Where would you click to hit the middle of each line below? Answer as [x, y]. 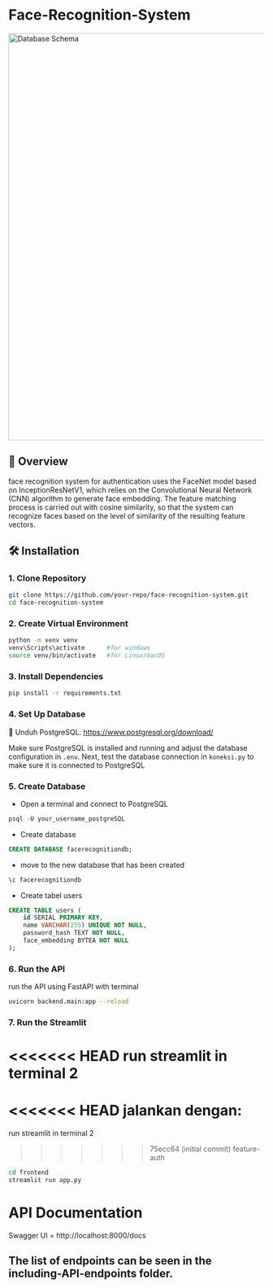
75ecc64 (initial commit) [191, 1149]
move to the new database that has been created [102, 865]
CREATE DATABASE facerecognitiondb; [70, 849]
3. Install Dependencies [56, 677]
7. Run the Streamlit [48, 1022]
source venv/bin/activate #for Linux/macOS [87, 656]
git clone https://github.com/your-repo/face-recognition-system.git [129, 595]
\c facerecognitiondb [45, 880]
